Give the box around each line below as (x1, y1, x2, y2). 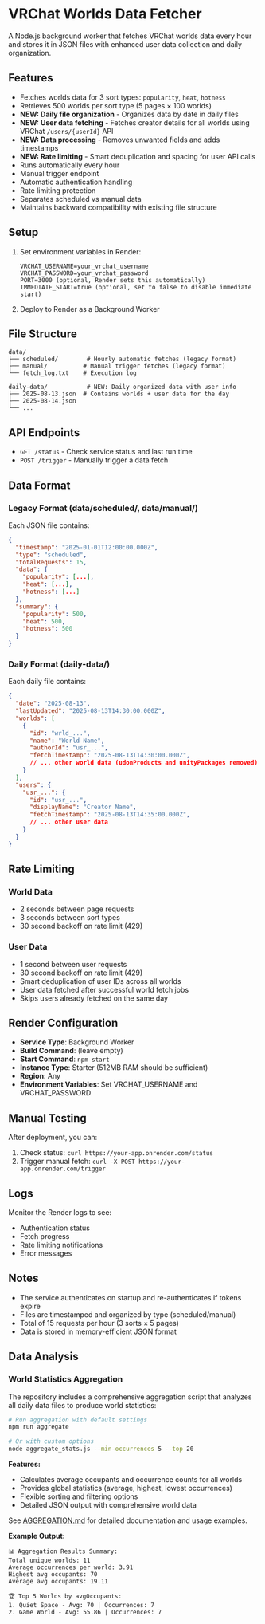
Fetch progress (19, 1232, 70, 1241)
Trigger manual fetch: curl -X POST (19, 1157, 135, 1166)
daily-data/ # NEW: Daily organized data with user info (8, 383, 237, 391)
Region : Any (19, 1072, 61, 1081)
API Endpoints (8, 426, 80, 439)
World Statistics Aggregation (8, 1374, 123, 1385)
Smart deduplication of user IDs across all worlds (19, 976, 181, 985)
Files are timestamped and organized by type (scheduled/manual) (19, 1309, 236, 1319)
